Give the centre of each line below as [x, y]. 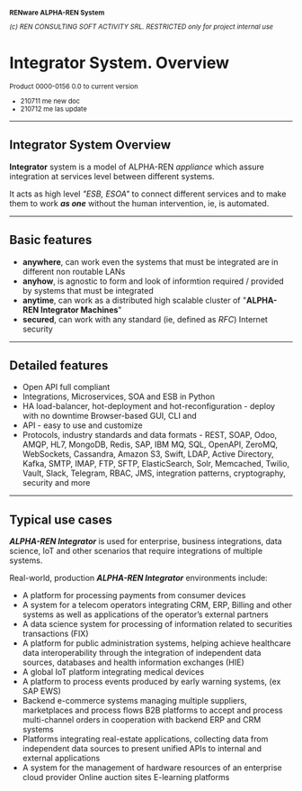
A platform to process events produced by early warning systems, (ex [151, 682]
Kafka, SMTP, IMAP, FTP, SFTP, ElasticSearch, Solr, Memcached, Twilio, [156, 464]
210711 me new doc [50, 101]
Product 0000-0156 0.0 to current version [74, 86]
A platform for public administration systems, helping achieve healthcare [156, 643]
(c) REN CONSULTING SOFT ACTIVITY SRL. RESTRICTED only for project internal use [142, 27]
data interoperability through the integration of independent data [142, 653]
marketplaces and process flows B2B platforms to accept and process [152, 710]
